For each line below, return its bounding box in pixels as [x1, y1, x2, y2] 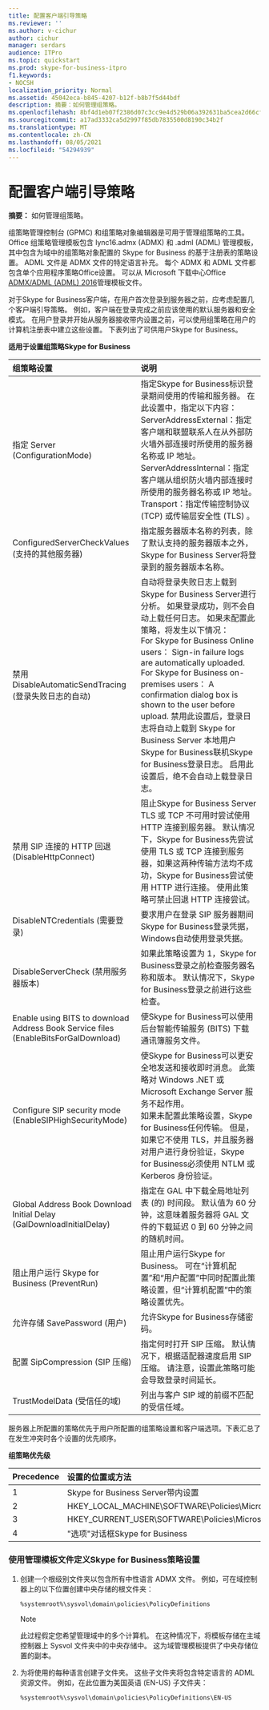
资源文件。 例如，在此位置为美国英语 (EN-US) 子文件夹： [19, 1677, 208, 1687]
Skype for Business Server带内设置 [66, 1487, 199, 1499]
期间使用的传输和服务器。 [148, 390, 246, 401]
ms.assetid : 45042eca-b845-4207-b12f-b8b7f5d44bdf [8, 94, 181, 102]
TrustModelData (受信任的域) [12, 1395, 122, 1406]
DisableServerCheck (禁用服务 [12, 966, 127, 977]
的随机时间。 [140, 1233, 190, 1245]
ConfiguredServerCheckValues [12, 537, 130, 549]
